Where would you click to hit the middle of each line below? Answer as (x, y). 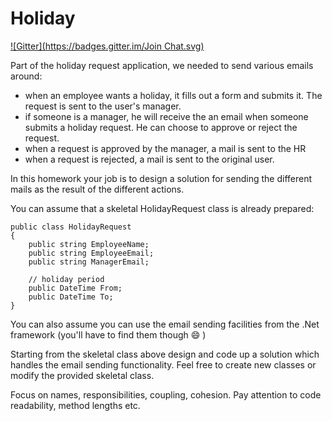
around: (26, 76)
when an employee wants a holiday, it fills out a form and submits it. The (173, 95)
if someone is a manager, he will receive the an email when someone (166, 116)
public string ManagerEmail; (89, 262)
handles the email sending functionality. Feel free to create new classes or (163, 364)
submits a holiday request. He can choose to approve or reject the (161, 127)
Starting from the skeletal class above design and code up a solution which (165, 354)
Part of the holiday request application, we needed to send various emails (162, 65)
